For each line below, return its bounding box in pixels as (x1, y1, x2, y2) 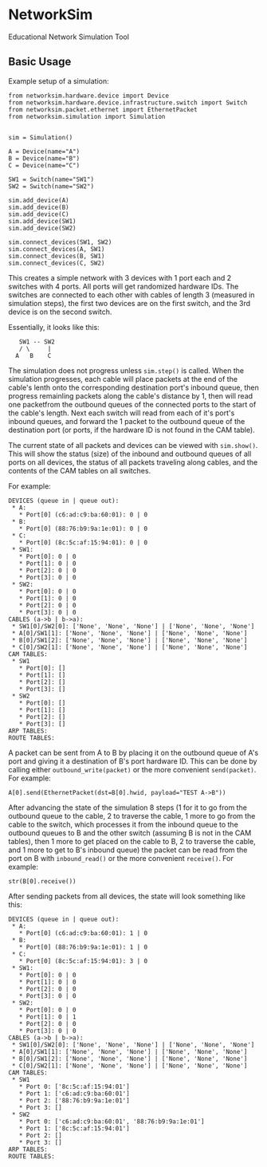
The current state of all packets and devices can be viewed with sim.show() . (8, 440, 258, 450)
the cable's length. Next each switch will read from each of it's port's (8, 408, 235, 418)
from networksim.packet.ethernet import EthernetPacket (8, 105, 198, 113)
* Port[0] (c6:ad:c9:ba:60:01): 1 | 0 (18, 929, 148, 937)
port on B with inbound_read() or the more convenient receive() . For (8, 853, 234, 862)
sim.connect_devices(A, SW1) (8, 245, 105, 253)
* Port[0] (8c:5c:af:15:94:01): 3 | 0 (18, 957, 148, 965)
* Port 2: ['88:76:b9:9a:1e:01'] (18, 1096, 130, 1105)
